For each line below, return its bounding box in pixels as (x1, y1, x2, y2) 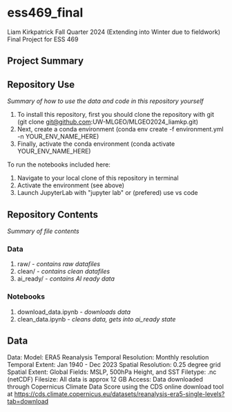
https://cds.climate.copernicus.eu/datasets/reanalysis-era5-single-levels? (14, 390, 225, 398)
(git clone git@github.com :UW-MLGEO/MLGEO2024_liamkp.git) (17, 118, 199, 126)
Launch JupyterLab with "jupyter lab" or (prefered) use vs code (17, 189, 198, 197)
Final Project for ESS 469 (7, 35, 79, 43)
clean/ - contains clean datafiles (17, 268, 110, 276)
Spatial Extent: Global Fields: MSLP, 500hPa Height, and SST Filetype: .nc (7, 368, 217, 376)
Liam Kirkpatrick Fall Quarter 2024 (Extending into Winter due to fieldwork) (7, 28, 221, 36)
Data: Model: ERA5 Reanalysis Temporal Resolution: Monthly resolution (7, 353, 209, 362)
